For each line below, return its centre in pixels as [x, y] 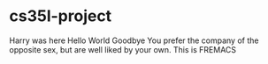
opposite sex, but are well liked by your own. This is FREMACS [123, 49]
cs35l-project [61, 16]
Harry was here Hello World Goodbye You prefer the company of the [134, 40]
